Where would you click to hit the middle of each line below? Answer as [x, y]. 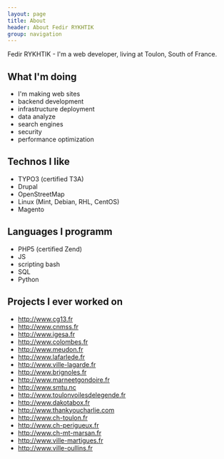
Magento [31, 209]
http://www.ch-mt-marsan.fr [60, 433]
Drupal [27, 186]
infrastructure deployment [56, 109]
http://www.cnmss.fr [48, 326]
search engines [40, 124]
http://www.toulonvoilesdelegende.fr [72, 395]
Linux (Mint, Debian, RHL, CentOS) [68, 201]
